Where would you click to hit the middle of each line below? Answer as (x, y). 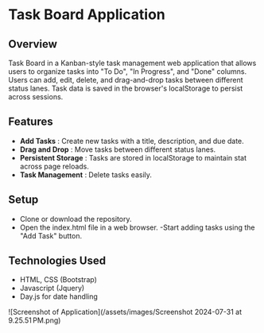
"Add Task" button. (50, 235)
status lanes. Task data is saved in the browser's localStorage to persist (126, 88)
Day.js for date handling (58, 296)
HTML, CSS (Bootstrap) (58, 280)
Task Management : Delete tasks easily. (86, 174)
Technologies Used (57, 261)
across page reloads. (54, 166)
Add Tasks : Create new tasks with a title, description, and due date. (132, 141)
